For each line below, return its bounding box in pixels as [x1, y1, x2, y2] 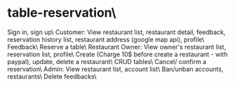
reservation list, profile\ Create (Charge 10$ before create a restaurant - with [7, 50, 228, 58]
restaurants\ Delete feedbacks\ [7, 72, 97, 81]
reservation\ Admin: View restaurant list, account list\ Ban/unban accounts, [7, 65, 224, 73]
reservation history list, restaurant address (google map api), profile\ [7, 35, 205, 43]
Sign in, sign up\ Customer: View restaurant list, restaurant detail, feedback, [7, 28, 226, 36]
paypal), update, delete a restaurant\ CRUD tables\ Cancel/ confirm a [7, 57, 207, 65]
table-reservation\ [7, 5, 116, 21]
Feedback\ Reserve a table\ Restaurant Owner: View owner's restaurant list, [7, 42, 227, 51]
